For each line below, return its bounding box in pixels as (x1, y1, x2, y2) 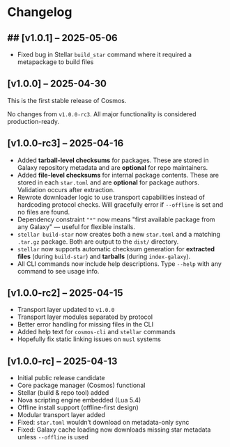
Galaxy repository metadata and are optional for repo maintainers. (17, 163, 208, 171)
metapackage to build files (17, 58, 94, 66)
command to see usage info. (17, 267, 100, 275)
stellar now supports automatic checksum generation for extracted (17, 244, 215, 253)
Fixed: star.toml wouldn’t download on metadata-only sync (17, 418, 190, 427)
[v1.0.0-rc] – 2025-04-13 (7, 355, 118, 367)
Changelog (7, 4, 72, 20)
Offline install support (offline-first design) (17, 403, 139, 411)
